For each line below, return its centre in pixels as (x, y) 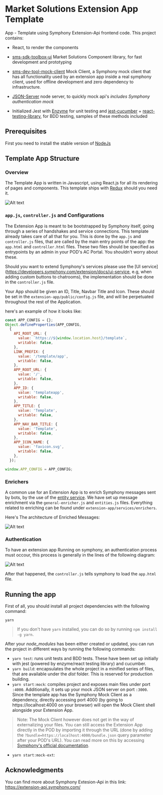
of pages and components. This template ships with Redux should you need (81, 188)
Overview (17, 172)
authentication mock (33, 101)
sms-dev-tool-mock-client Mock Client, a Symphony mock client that (81, 71)
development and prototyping (42, 62)
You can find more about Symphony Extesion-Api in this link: (66, 782)
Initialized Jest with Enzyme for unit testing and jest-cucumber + (77, 111)
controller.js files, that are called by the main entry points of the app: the (80, 241)
